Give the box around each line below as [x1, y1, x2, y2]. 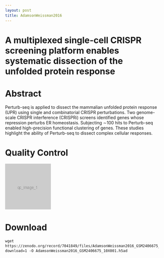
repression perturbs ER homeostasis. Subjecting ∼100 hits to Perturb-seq [5, 119, 153, 125]
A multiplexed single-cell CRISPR [5, 35, 142, 46]
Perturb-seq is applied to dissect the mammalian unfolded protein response [5, 104, 157, 110]
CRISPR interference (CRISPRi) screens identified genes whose [17, 115, 144, 120]
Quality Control [5, 147, 68, 158]
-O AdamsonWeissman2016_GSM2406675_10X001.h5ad [29, 248, 128, 253]
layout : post [5, 8, 32, 13]
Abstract [5, 88, 41, 99]
